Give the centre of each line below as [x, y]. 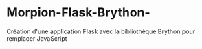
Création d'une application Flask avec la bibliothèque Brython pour [101, 31]
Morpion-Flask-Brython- [78, 13]
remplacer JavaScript [37, 38]
